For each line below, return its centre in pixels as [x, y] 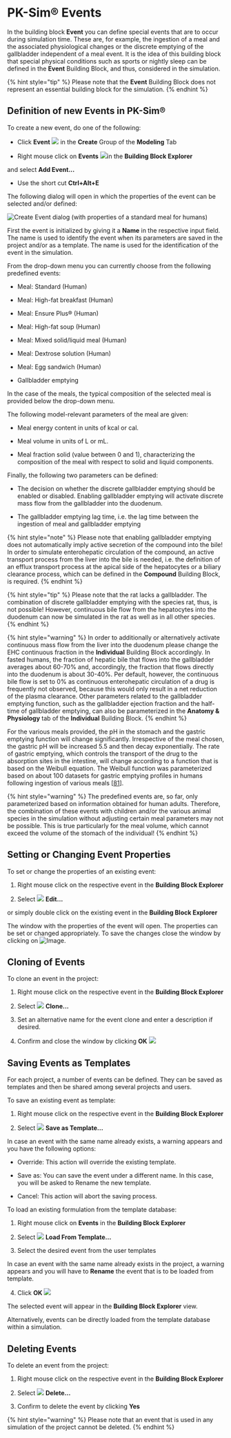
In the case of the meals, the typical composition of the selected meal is [109, 393]
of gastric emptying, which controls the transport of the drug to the [102, 754]
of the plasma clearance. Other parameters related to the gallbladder [105, 696]
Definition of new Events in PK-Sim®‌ [87, 111]
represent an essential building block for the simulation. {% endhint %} [108, 89]
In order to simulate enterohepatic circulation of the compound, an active [111, 552]
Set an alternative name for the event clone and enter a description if [115, 1019]
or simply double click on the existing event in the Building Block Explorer [112, 912]
